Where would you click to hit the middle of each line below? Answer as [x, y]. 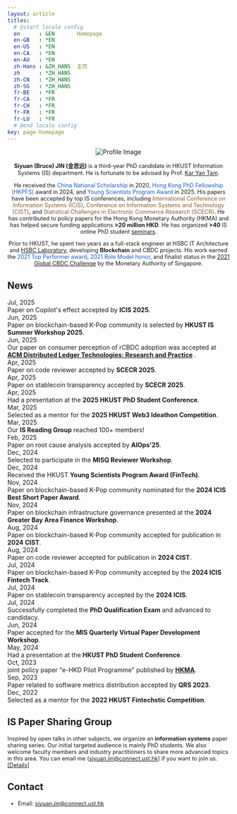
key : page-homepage [36, 132]
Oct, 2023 [22, 662]
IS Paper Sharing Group [60, 722]
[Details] [18, 765]
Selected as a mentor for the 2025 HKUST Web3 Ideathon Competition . [113, 414]
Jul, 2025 [21, 302]
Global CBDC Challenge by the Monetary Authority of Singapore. [119, 264]
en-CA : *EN [34, 54]
